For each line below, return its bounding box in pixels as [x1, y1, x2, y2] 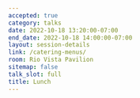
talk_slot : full [8, 70, 62, 78]
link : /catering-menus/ [8, 48, 87, 56]
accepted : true [8, 11, 59, 20]
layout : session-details [8, 41, 90, 49]
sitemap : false [8, 63, 59, 71]
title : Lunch [8, 77, 51, 85]
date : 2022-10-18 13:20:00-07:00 [8, 26, 119, 34]
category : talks [8, 19, 62, 27]
